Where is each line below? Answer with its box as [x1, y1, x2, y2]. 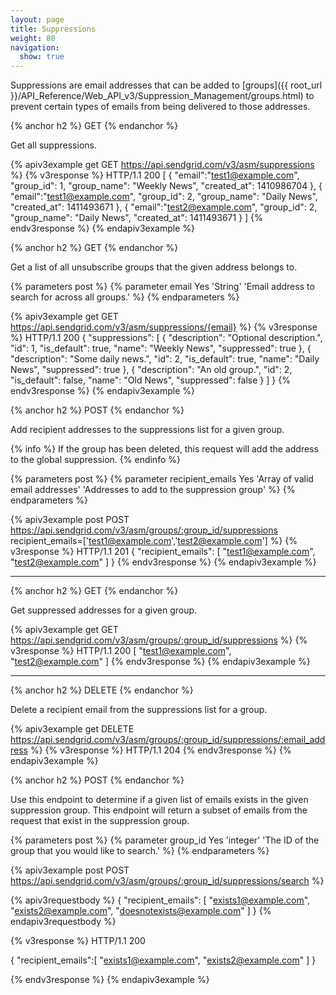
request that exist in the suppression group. [10, 815, 190, 827]
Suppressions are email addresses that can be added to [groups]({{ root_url [10, 79, 323, 91]
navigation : [10, 42, 60, 53]
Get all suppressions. [10, 139, 97, 151]
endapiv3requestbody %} [10, 916, 117, 928]
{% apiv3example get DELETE [10, 723, 135, 735]
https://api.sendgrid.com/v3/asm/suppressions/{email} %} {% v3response [10, 321, 318, 333]
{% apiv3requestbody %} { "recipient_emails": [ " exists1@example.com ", [10, 894, 311, 906]
